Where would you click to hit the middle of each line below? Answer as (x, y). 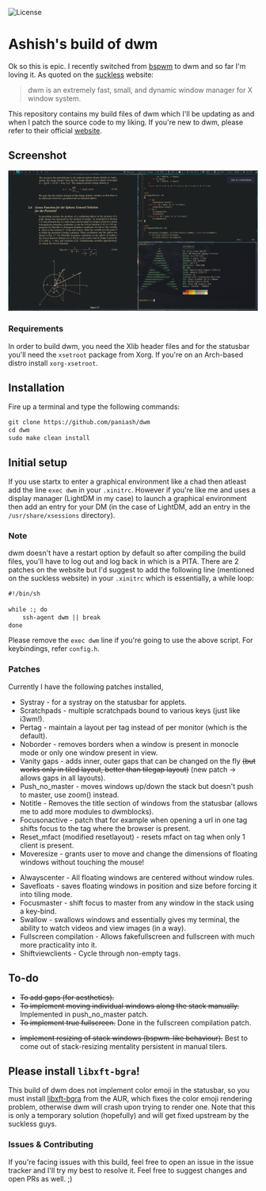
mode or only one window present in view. (89, 753)
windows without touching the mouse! (82, 862)
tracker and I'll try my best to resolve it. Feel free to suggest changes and (127, 1170)
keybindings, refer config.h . (54, 649)
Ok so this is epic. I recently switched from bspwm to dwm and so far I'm (127, 66)
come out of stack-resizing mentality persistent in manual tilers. (123, 1046)
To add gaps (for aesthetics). (67, 997)
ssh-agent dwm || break (62, 618)
